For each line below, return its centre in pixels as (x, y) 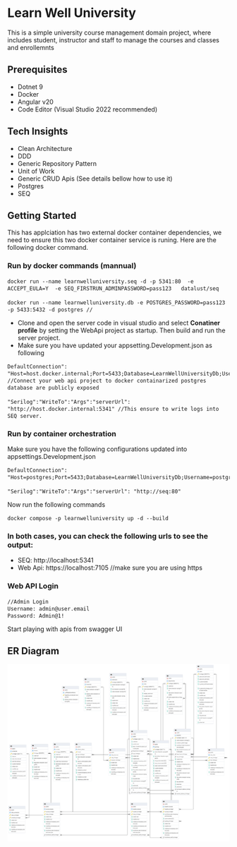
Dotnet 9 (30, 87)
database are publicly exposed (53, 388)
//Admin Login (28, 601)
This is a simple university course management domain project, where (109, 32)
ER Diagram (34, 651)
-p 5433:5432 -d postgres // (50, 310)
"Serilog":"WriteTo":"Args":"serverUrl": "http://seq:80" (94, 491)
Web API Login (33, 586)
